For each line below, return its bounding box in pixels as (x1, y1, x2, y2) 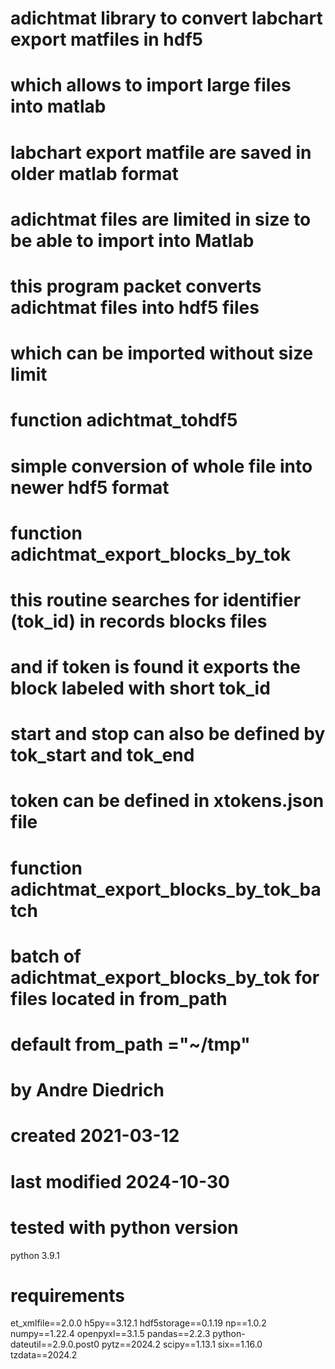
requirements (10, 1284, 125, 1307)
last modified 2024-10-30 (10, 1170, 230, 1193)
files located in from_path (10, 987, 228, 1010)
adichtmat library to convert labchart (10, 7, 323, 30)
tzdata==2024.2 (10, 1349, 78, 1361)
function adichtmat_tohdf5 (10, 409, 238, 432)
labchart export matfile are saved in (10, 141, 312, 164)
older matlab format (10, 162, 179, 185)
